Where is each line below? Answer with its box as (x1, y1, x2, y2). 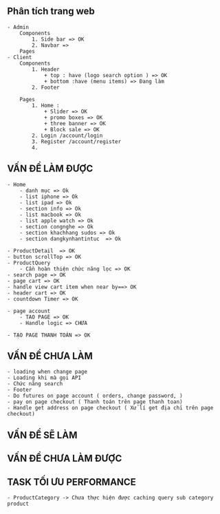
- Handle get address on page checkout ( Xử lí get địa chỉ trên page (7, 405, 214, 411)
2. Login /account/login (32, 132, 103, 139)
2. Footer (32, 84, 60, 91)
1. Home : (32, 102, 60, 109)
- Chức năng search (7, 381, 63, 387)
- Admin (7, 23, 30, 30)
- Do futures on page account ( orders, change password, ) (7, 392, 184, 400)
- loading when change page (7, 368, 88, 376)
